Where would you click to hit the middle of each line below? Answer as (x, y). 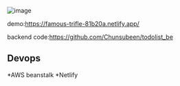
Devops (24, 58)
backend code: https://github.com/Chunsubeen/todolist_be (90, 37)
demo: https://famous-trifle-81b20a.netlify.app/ (73, 24)
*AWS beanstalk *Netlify (43, 74)
